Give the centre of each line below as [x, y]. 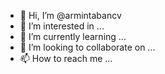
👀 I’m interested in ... [62, 26]
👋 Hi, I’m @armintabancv [70, 15]
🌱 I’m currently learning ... [73, 36]
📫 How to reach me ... [66, 58]
